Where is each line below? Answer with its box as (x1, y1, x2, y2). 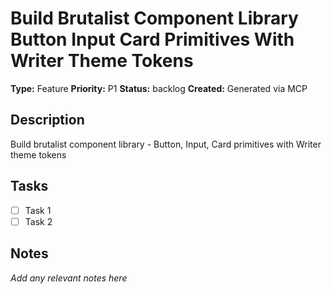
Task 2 (24, 215, 53, 227)
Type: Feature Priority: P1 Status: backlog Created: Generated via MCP (10, 82, 308, 94)
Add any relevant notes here (10, 272, 128, 284)
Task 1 (24, 204, 52, 216)
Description (10, 112, 85, 129)
